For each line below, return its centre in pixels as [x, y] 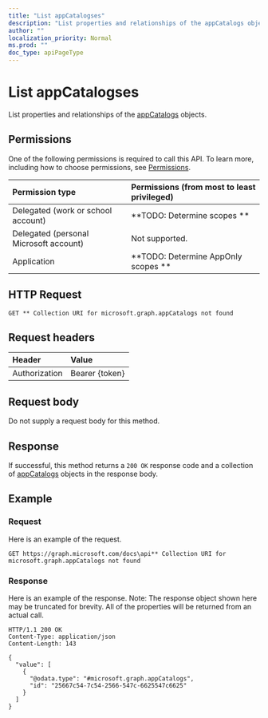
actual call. [26, 615]
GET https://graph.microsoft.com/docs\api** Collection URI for [117, 553]
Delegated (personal [51, 233]
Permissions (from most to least [193, 187]
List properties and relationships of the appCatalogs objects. [108, 114]
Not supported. [160, 238]
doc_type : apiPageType [46, 53]
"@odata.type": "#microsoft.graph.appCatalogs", [112, 678]
